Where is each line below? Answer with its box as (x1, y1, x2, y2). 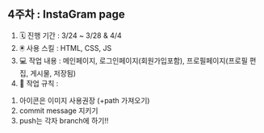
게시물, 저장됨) (30, 68, 77, 78)
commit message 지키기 (19, 106, 98, 115)
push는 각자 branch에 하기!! (19, 115, 109, 125)
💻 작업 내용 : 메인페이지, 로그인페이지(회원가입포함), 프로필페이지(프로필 (19, 56, 248, 65)
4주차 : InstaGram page (7, 7, 126, 22)
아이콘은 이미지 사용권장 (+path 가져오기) (19, 95, 150, 105)
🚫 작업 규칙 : (19, 78, 59, 88)
